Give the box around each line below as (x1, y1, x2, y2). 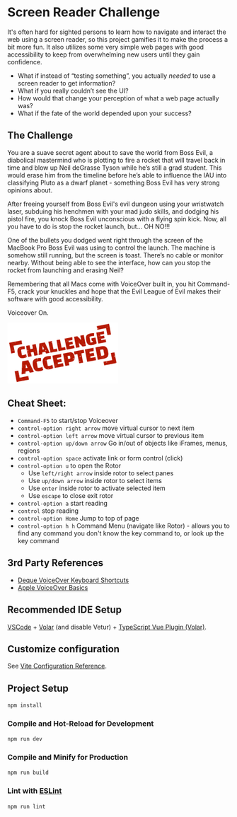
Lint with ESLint (7, 786, 62, 796)
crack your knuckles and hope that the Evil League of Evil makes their (18, 287, 221, 296)
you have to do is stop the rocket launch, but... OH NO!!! (7, 222, 170, 231)
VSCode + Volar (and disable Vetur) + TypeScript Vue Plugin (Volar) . (7, 622, 207, 631)
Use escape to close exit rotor (28, 491, 114, 499)
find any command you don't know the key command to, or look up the (17, 528, 224, 538)
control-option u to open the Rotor (17, 461, 122, 470)
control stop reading (17, 506, 79, 515)
